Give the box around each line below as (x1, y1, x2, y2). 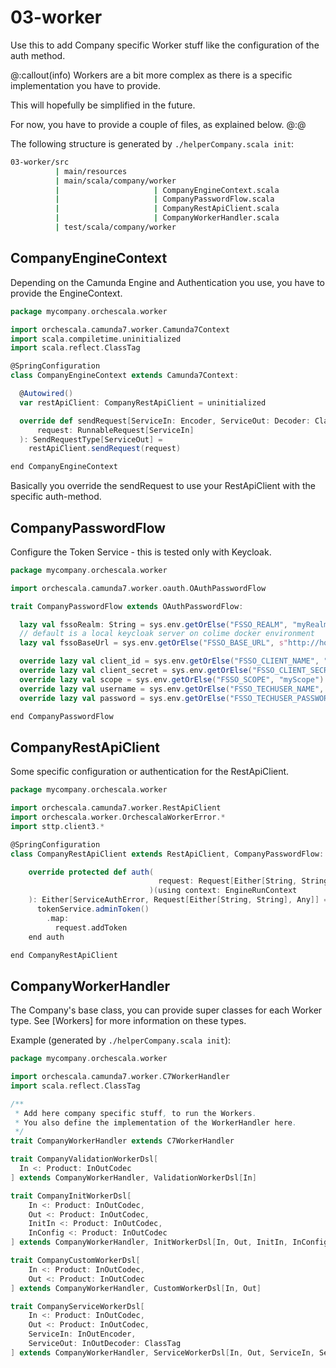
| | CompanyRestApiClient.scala (54, 204, 280, 214)
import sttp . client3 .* (10, 821, 105, 831)
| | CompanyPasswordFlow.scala (54, 194, 275, 205)
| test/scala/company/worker (54, 222, 177, 233)
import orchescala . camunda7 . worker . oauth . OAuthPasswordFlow (10, 583, 267, 593)
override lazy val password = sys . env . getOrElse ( (19, 693, 230, 703)
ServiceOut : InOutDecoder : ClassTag (28, 1339, 182, 1349)
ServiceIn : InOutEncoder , (28, 1329, 137, 1340)
